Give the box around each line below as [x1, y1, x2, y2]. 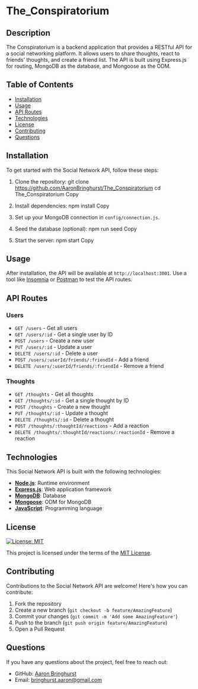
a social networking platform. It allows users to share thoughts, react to [6, 50, 180, 57]
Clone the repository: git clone [14, 178, 89, 185]
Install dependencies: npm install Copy [14, 202, 110, 209]
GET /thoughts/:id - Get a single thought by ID [14, 397, 129, 404]
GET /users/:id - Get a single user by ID [14, 331, 113, 338]
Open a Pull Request [14, 625, 65, 633]
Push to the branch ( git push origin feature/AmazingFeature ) [14, 619, 168, 626]
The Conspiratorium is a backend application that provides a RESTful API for [6, 43, 193, 51]
